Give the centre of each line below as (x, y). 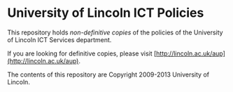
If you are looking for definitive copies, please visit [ (82, 53)
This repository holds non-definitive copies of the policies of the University (115, 32)
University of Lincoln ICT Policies (106, 13)
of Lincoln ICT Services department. (59, 39)
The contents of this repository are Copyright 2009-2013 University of (108, 74)
